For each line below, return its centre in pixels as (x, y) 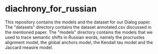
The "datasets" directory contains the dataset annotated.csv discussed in (78, 27)
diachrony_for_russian (51, 9)
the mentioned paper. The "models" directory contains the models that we (79, 32)
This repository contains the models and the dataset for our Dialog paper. (78, 22)
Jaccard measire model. (29, 47)
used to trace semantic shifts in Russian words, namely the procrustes (75, 37)
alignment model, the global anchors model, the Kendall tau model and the (79, 42)
